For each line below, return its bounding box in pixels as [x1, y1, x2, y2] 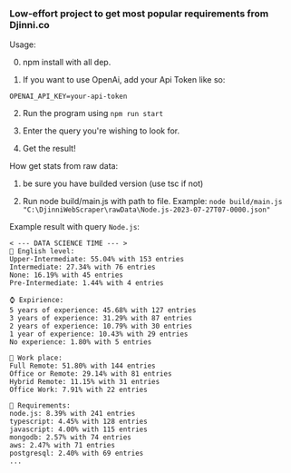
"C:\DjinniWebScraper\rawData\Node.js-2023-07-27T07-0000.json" [22, 205, 271, 215]
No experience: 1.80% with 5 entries [9, 338, 152, 347]
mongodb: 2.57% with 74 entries [9, 433, 131, 442]
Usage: [9, 39, 36, 50]
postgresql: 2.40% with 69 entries [9, 448, 144, 458]
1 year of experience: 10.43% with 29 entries [9, 330, 189, 339]
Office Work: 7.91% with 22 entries [9, 385, 148, 395]
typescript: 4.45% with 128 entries [9, 417, 148, 427]
